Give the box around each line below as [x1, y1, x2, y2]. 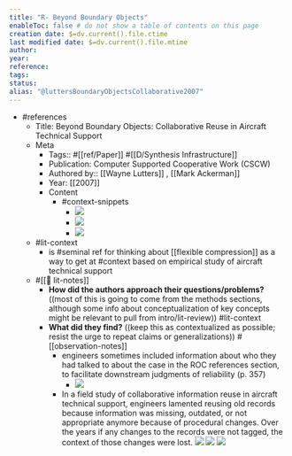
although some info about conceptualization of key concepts [48, 303, 270, 313]
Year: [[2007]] [48, 177, 100, 188]
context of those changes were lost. [61, 437, 193, 447]
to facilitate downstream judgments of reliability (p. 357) [61, 368, 266, 379]
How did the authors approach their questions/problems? [48, 284, 265, 295]
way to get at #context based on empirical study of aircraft [48, 256, 263, 267]
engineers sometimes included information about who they [61, 350, 277, 360]
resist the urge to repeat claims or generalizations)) [48, 331, 236, 342]
